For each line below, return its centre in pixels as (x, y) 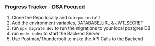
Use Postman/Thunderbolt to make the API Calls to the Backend (77, 39)
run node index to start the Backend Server (56, 34)
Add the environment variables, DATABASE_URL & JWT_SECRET (77, 23)
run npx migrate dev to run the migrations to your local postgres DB (81, 28)
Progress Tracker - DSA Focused (45, 7)
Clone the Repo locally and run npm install (56, 18)
